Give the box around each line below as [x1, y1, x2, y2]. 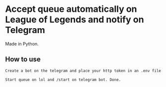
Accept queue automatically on [5, 3, 137, 15]
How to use [5, 55, 41, 64]
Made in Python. [5, 41, 39, 46]
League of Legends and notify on [5, 14, 144, 25]
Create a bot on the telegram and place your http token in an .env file [5, 68, 162, 73]
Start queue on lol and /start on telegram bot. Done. [5, 77, 121, 82]
